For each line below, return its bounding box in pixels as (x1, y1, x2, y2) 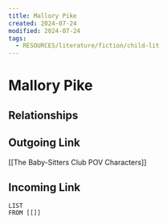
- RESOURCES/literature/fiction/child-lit (15, 42, 160, 50)
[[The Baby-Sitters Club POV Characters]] (8, 157, 147, 167)
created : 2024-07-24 (8, 19, 78, 27)
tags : (8, 34, 26, 43)
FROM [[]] (8, 209, 42, 218)
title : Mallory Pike (8, 11, 78, 20)
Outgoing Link (8, 136, 80, 150)
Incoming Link (8, 180, 81, 194)
